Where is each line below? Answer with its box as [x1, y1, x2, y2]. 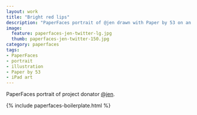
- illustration [6, 63, 44, 70]
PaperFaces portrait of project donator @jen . [6, 91, 115, 98]
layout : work [6, 8, 38, 15]
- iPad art [6, 74, 33, 80]
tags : [6, 47, 19, 53]
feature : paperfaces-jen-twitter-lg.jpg [11, 31, 112, 37]
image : [6, 25, 22, 31]
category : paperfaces [6, 42, 60, 48]
